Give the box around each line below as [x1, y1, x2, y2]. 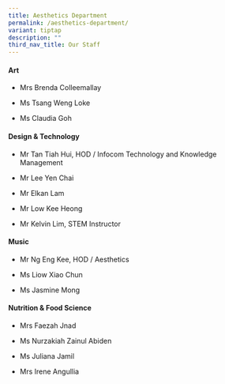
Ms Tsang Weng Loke [19, 98, 91, 107]
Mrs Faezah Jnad [19, 321, 77, 330]
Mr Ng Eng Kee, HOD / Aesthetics [19, 254, 129, 264]
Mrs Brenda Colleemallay [19, 83, 102, 92]
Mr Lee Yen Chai [19, 173, 74, 183]
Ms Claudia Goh [19, 114, 73, 123]
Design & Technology [8, 131, 81, 141]
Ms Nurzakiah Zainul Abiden [19, 336, 112, 345]
